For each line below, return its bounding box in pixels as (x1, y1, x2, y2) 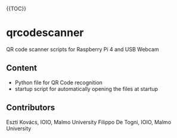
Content (6, 63, 38, 73)
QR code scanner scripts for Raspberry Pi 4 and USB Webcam (6, 45, 159, 53)
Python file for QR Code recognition (14, 79, 103, 86)
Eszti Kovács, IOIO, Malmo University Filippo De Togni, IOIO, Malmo (6, 118, 172, 125)
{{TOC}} (6, 5, 27, 12)
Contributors (6, 103, 55, 113)
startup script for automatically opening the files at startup (14, 85, 159, 92)
